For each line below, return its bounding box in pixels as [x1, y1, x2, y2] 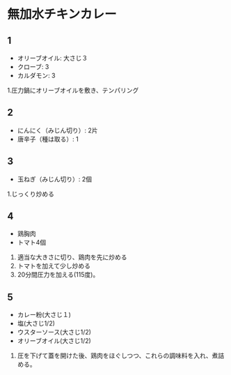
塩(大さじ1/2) [17, 319, 56, 328]
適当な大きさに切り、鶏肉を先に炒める [17, 253, 127, 261]
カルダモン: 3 [17, 71, 56, 79]
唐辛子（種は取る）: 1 [17, 135, 79, 143]
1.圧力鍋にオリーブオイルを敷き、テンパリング [7, 86, 139, 94]
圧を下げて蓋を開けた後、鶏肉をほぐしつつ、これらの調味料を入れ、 [17, 351, 212, 360]
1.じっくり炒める [7, 190, 54, 198]
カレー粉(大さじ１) [17, 311, 72, 319]
